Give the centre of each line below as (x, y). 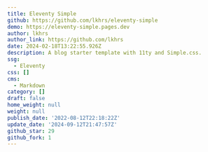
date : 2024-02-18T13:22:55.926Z (54, 46)
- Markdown (29, 85)
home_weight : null (34, 105)
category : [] (26, 92)
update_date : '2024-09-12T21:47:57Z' (62, 124)
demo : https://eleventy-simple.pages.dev (69, 27)
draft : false (26, 99)
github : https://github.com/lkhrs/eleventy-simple (83, 20)
